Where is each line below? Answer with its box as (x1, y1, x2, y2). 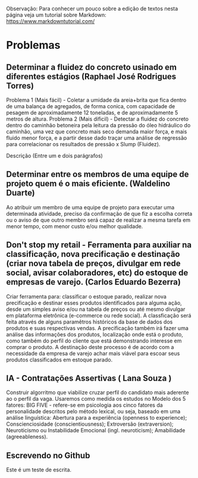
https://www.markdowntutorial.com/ (6, 18, 95, 24)
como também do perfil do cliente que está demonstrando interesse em (6, 337, 183, 344)
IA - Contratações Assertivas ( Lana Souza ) (6, 373, 172, 383)
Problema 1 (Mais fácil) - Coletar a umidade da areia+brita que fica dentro (6, 96, 187, 103)
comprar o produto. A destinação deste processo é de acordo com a (6, 343, 174, 350)
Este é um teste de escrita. (6, 466, 72, 473)
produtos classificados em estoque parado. (6, 356, 113, 363)
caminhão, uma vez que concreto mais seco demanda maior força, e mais (6, 128, 187, 135)
